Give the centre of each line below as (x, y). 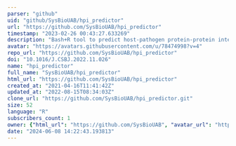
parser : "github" (33, 14)
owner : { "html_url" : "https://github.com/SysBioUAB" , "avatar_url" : (110, 125)
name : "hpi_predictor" (40, 66)
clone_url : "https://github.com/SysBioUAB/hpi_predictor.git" (100, 99)
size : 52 (20, 105)
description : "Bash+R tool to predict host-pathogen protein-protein (111, 40)
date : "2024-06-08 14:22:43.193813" (61, 131)
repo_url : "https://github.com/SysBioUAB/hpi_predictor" (92, 53)
